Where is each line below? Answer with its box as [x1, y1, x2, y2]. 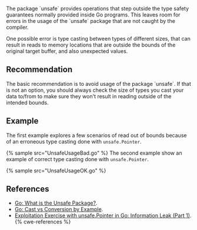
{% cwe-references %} [14, 218, 71, 225]
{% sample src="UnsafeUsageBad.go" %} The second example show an [6, 149, 182, 156]
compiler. [6, 24, 29, 31]
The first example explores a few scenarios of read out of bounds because [6, 132, 187, 139]
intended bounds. [6, 99, 49, 106]
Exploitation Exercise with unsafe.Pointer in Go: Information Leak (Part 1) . [14, 212, 192, 219]
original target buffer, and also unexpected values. [6, 48, 128, 55]
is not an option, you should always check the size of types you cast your [6, 86, 184, 94]
